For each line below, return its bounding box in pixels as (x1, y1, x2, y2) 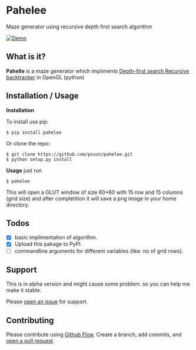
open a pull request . (6, 338, 55, 345)
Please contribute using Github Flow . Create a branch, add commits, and (6, 331, 182, 338)
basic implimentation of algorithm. (14, 234, 98, 241)
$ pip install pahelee (6, 129, 62, 135)
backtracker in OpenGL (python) (6, 73, 85, 80)
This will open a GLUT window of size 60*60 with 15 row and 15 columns (6, 189, 184, 196)
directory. (6, 201, 29, 208)
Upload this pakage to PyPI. (14, 241, 82, 248)
